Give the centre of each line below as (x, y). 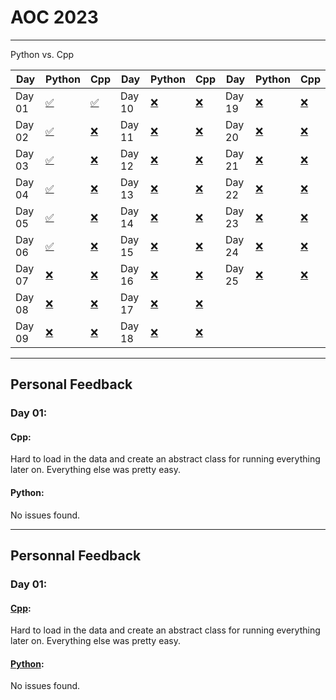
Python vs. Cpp (42, 54)
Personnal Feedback (76, 556)
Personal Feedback (71, 384)
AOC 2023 (54, 17)
